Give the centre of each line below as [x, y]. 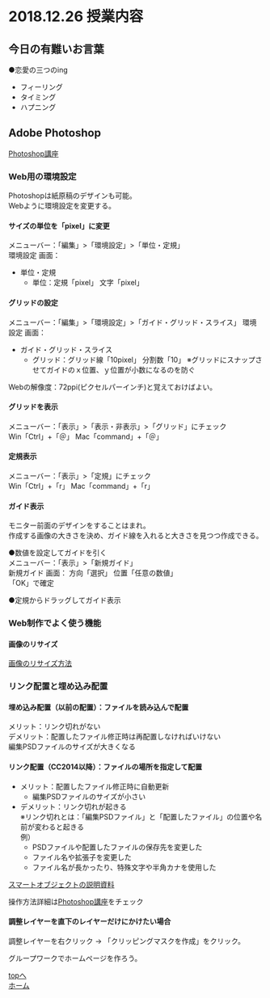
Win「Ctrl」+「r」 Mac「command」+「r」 [82, 486]
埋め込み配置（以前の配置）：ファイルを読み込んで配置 [99, 707]
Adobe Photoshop [55, 133]
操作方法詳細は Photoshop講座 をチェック [76, 901]
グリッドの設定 [33, 302]
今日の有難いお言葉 [56, 49]
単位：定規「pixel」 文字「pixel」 [88, 283]
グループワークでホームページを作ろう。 [75, 958]
